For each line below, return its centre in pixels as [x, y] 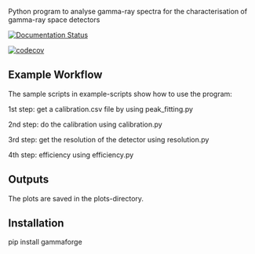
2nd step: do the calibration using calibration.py [85, 124]
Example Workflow [55, 75]
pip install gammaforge [45, 242]
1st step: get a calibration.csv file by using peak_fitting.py [101, 109]
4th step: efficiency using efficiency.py [71, 155]
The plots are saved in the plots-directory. [76, 198]
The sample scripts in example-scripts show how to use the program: [120, 94]
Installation [36, 223]
